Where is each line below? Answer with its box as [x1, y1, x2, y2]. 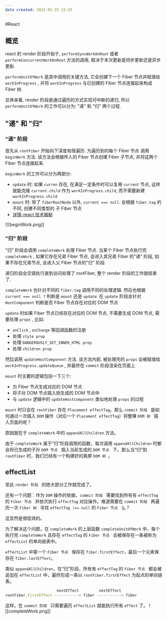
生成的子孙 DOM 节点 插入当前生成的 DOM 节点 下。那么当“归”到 [18, 447, 148, 453]
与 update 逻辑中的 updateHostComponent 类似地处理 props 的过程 [12, 396, 144, 402]
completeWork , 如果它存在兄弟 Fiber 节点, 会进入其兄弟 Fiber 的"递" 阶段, [5, 253, 154, 259]
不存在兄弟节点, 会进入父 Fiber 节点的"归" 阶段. [9, 260, 106, 266]
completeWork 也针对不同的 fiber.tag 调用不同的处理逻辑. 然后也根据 [5, 287, 146, 293]
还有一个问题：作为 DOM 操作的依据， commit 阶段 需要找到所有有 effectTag [5, 492, 159, 498]
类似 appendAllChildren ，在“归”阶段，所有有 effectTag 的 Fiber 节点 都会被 [5, 566, 162, 572]
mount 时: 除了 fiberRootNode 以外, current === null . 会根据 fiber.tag [12, 199, 156, 205]
